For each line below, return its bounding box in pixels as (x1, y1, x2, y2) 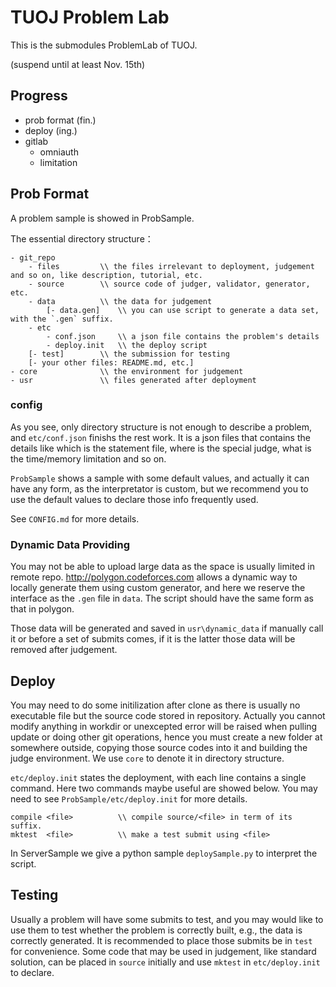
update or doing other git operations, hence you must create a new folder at (10, 731, 323, 743)
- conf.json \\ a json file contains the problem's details (46, 331, 320, 341)
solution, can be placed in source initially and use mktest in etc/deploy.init (10, 956, 321, 968)
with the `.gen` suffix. (10, 314, 114, 324)
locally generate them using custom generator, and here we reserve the (10, 582, 306, 594)
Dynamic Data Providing (10, 537, 131, 551)
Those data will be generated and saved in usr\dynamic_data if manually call (10, 622, 324, 635)
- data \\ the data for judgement (28, 296, 213, 306)
